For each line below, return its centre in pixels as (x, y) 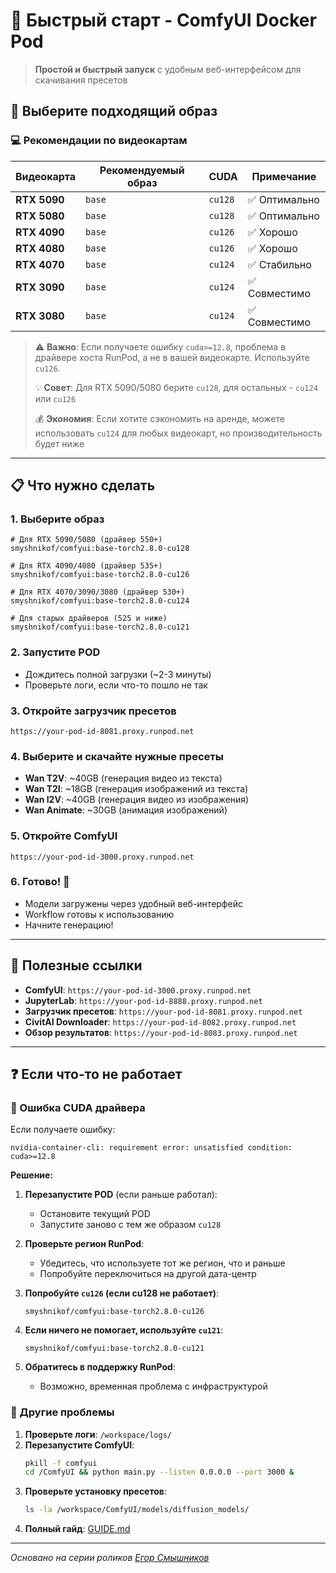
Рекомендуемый (142, 170)
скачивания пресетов (81, 80)
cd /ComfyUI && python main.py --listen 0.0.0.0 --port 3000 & (159, 1472)
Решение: (32, 1175)
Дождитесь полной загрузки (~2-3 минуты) (118, 674)
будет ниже (59, 443)
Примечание (284, 176)
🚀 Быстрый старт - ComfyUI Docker (163, 20)
